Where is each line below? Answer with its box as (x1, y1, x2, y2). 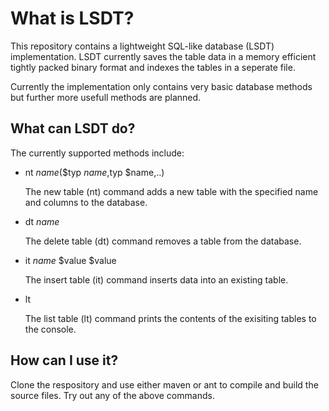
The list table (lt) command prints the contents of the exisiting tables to (24, 312, 317, 324)
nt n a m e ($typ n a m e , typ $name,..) (24, 166, 165, 178)
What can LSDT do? (10, 120, 136, 137)
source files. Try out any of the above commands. (10, 389, 215, 401)
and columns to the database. (24, 196, 148, 208)
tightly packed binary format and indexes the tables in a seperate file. (10, 61, 296, 73)
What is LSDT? (10, 7, 135, 30)
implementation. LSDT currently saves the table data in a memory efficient (10, 50, 317, 62)
